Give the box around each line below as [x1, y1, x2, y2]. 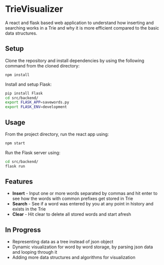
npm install [5, 72, 30, 77]
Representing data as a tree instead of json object [12, 239, 114, 245]
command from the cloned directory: [5, 63, 80, 68]
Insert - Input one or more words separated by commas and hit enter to [12, 191, 158, 197]
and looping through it [12, 249, 58, 255]
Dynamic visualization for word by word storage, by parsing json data [12, 244, 153, 250]
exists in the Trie [12, 206, 46, 212]
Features [5, 177, 33, 186]
